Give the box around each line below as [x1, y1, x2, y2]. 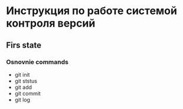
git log [14, 96, 31, 103]
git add [14, 84, 32, 91]
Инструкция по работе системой [6, 4, 177, 18]
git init [14, 71, 30, 78]
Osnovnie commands [6, 58, 69, 66]
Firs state [6, 40, 42, 50]
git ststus [14, 77, 37, 84]
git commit [14, 90, 41, 97]
